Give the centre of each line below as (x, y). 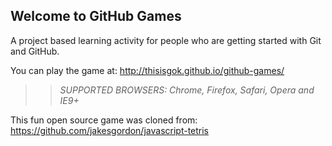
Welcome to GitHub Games (96, 16)
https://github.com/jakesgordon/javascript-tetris (110, 130)
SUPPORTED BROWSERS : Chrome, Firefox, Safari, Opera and (187, 90)
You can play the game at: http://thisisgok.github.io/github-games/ (147, 70)
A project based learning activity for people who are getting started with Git (166, 40)
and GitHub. (35, 51)
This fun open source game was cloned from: (104, 120)
